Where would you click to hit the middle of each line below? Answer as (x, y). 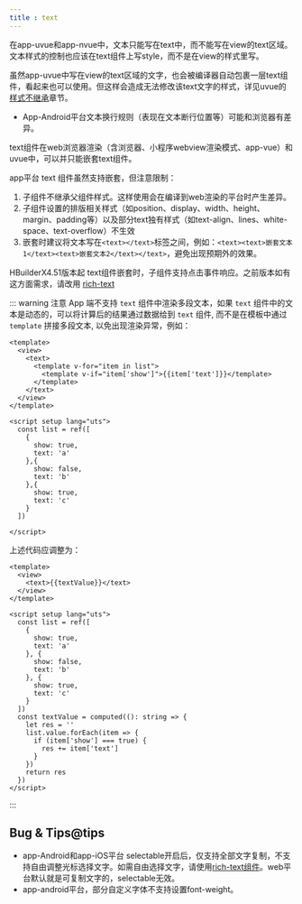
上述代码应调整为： (45, 549)
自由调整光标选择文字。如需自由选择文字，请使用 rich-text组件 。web (157, 867)
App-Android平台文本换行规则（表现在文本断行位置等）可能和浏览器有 (153, 116)
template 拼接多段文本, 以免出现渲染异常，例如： (100, 325)
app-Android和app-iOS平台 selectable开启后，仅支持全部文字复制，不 (152, 856)
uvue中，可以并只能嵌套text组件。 (73, 158)
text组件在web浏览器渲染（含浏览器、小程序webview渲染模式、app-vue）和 (151, 147)
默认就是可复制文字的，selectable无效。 (105, 878)
